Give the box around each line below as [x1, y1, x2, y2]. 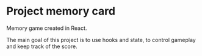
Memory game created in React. [6, 24, 87, 32]
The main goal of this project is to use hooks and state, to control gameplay [6, 36, 197, 43]
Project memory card [6, 4, 116, 18]
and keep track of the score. [6, 43, 78, 50]
